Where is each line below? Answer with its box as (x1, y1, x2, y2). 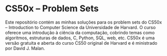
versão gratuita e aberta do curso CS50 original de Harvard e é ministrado (5, 40, 158, 46)
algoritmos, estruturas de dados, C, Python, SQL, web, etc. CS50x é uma (5, 35, 155, 41)
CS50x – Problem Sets (5, 3, 99, 14)
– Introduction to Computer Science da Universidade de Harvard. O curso (5, 24, 156, 30)
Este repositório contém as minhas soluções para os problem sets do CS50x (5, 19, 162, 25)
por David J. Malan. (5, 45, 45, 51)
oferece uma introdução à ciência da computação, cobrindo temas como (5, 29, 155, 35)
